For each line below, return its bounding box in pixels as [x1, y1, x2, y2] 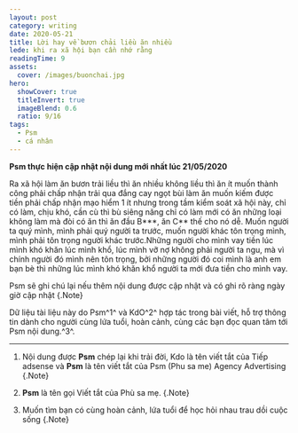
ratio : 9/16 [17, 112, 62, 121]
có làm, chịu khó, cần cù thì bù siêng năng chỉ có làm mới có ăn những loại [9, 206, 282, 217]
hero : [9, 79, 29, 88]
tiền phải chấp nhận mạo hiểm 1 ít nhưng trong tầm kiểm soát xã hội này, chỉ [9, 197, 286, 208]
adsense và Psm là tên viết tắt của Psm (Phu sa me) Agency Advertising [21, 360, 286, 371]
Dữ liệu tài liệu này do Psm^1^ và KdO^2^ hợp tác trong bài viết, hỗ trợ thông [9, 307, 286, 318]
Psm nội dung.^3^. [9, 326, 75, 336]
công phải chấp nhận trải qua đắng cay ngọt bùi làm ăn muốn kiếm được [9, 187, 274, 198]
